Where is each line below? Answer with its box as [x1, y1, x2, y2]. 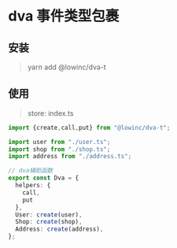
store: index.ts [27, 108, 74, 118]
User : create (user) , [15, 210, 83, 219]
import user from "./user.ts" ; [8, 138, 111, 146]
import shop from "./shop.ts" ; [8, 145, 111, 154]
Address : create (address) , [15, 225, 104, 233]
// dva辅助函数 [8, 167, 53, 175]
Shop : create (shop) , [15, 218, 83, 226]
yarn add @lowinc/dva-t [27, 62, 106, 72]
